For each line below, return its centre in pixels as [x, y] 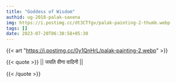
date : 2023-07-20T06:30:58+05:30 [47, 34]
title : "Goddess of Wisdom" [41, 12]
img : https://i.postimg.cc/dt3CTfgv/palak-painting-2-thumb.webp [88, 23]
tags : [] [17, 28]
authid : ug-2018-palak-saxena [43, 17]
